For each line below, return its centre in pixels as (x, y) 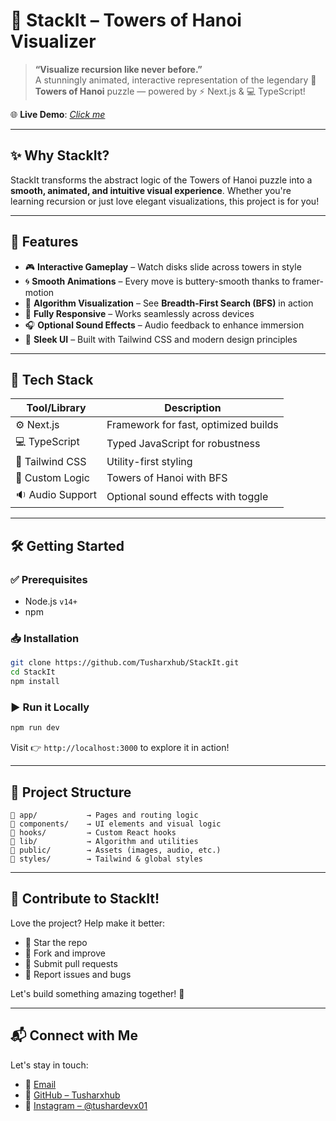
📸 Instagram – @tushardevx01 (86, 1105)
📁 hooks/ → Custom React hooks (93, 832)
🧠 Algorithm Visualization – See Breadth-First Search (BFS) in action (169, 303)
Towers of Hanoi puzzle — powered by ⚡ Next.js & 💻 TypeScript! (170, 91)
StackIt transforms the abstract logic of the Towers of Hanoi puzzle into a (161, 180)
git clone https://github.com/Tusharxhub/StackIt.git (125, 663)
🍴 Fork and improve (65, 953)
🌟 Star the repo (56, 942)
